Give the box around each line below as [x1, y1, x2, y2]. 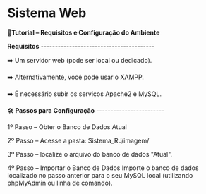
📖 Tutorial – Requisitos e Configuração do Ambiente [7, 28, 160, 37]
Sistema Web [7, 5, 87, 21]
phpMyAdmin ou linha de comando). [7, 178, 113, 187]
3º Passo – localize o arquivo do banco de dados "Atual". [7, 150, 173, 158]
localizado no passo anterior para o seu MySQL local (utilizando [7, 171, 193, 179]
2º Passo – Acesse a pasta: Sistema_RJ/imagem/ [7, 136, 150, 145]
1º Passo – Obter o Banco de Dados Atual [7, 122, 127, 131]
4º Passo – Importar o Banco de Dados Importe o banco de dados [7, 164, 199, 172]
